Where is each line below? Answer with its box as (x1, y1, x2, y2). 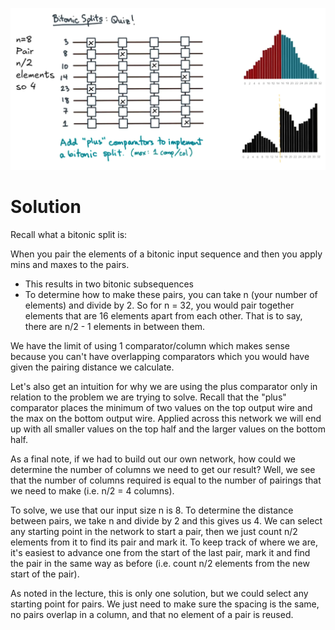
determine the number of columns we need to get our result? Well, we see (10, 464, 316, 476)
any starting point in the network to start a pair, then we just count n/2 (10, 526, 298, 538)
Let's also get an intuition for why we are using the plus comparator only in (10, 381, 318, 393)
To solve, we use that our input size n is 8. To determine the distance (10, 504, 294, 517)
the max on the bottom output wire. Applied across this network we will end (10, 413, 322, 425)
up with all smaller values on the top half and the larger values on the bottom (10, 423, 326, 435)
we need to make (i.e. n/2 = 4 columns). (10, 485, 175, 497)
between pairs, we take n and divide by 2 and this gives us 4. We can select (10, 515, 323, 527)
